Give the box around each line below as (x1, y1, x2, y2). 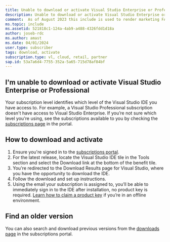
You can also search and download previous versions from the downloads (5, 225, 159, 231)
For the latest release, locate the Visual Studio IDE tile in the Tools (12, 154, 150, 160)
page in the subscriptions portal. (5, 231, 73, 237)
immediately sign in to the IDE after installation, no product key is (12, 186, 148, 192)
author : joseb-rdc (5, 31, 44, 36)
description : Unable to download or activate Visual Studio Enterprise (5, 12, 159, 17)
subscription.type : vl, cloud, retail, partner (5, 54, 108, 60)
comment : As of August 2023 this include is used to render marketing (5, 17, 159, 22)
